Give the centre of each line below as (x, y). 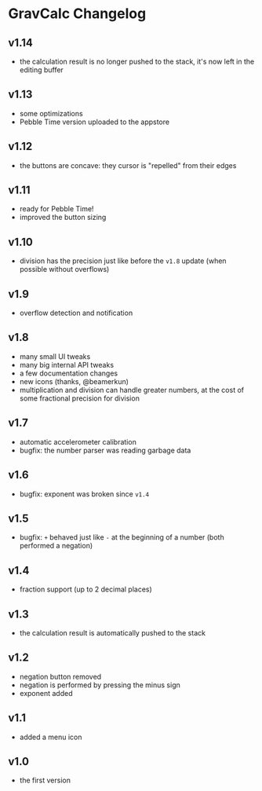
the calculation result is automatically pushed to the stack (113, 632)
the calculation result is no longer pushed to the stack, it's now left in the (137, 61)
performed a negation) (56, 546)
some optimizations (51, 113)
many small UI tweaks (55, 356)
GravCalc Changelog (77, 14)
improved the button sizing (63, 218)
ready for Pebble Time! (56, 209)
